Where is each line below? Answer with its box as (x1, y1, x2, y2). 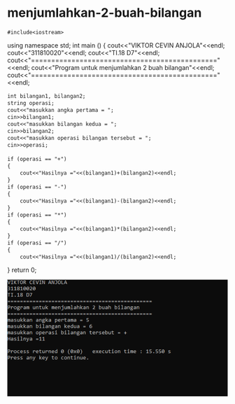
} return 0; (7, 266, 37, 274)
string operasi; (7, 99, 55, 106)
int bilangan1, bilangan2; (7, 92, 86, 99)
